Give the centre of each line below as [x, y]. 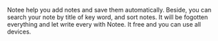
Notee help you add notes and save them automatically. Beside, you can [109, 10]
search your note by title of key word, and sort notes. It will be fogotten [108, 17]
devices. [19, 31]
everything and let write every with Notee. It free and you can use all [104, 24]
